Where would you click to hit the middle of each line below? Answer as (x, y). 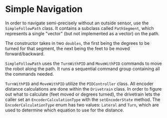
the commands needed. (29, 74)
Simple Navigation (44, 9)
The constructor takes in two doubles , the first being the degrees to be (78, 43)
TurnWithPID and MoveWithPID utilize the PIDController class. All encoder (79, 84)
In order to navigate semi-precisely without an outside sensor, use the (77, 23)
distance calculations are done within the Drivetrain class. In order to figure (83, 89)
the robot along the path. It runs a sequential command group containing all (83, 69)
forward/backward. (25, 54)
